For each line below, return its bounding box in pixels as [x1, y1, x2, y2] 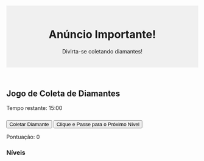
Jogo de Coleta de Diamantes [6, 88, 121, 98]
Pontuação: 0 [6, 133, 40, 141]
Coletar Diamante [9, 121, 49, 128]
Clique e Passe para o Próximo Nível [56, 121, 140, 128]
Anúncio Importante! [48, 28, 157, 41]
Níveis [6, 148, 26, 157]
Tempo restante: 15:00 [6, 104, 63, 112]
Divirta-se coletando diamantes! [62, 47, 143, 55]
